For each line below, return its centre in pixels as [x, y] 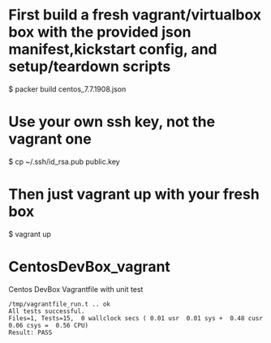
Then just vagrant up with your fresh [134, 194]
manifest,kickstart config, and [113, 49]
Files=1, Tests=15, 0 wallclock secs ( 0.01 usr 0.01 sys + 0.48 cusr [136, 318]
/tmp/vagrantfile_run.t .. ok [60, 304]
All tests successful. [47, 311]
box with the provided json [100, 32]
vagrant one [50, 139]
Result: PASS [30, 332]
